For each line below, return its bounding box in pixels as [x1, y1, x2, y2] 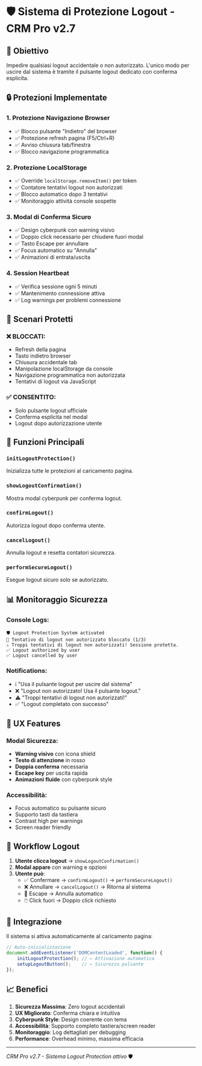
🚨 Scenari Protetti [6, 314, 73, 324]
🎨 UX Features [6, 718, 61, 728]
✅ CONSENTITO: [6, 393, 56, 402]
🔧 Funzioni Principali [6, 437, 84, 447]
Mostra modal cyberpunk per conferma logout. [6, 494, 122, 502]
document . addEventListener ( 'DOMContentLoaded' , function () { [6, 950, 163, 956]
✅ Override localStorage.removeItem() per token [14, 177, 137, 184]
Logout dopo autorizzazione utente [14, 420, 102, 427]
